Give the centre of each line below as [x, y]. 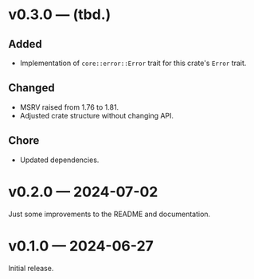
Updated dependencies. [59, 160]
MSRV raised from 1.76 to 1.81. [69, 107]
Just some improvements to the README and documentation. [109, 214]
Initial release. [31, 268]
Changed [31, 88]
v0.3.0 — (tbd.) [60, 15]
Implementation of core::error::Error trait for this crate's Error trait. [133, 63]
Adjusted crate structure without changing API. [96, 115]
